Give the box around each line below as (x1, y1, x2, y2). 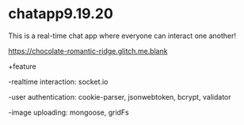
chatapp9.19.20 (8, 5, 113, 23)
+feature (8, 61, 37, 71)
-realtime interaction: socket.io (8, 77, 109, 86)
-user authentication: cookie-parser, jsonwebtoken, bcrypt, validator (8, 92, 231, 101)
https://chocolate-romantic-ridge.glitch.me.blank (8, 46, 168, 55)
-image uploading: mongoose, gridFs (8, 108, 129, 117)
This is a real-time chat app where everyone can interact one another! (8, 31, 236, 40)
